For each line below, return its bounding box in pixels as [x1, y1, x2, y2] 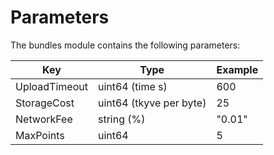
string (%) [97, 112, 146, 126]
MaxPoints [15, 128, 65, 142]
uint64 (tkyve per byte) [97, 96, 207, 110]
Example [216, 62, 259, 76]
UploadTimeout [15, 79, 88, 93]
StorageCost [15, 96, 75, 110]
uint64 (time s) [97, 79, 168, 93]
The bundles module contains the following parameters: [10, 39, 241, 51]
